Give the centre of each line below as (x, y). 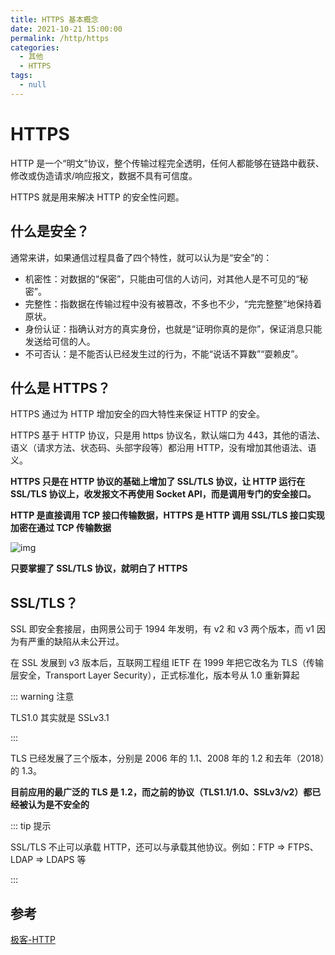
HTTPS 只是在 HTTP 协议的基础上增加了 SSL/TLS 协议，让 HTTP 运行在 (158, 482)
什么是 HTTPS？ (61, 387)
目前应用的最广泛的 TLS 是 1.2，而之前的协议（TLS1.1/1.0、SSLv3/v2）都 (161, 792)
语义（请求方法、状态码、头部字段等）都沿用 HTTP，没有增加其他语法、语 (163, 448)
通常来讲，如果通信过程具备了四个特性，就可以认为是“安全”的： (141, 257)
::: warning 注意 (42, 697)
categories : (35, 47)
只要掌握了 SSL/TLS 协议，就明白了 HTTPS (99, 568)
